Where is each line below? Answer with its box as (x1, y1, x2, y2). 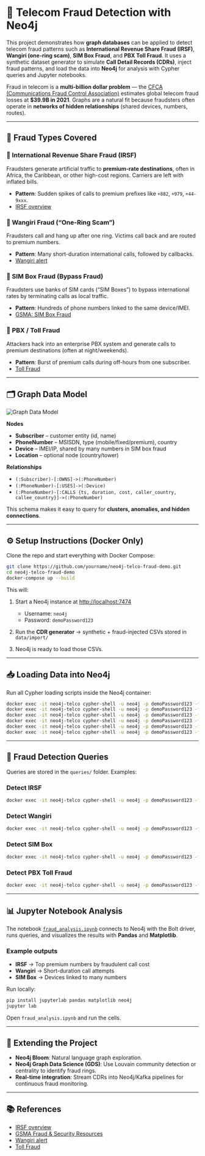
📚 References (6, 1104, 62, 1114)
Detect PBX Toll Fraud (6, 868, 73, 877)
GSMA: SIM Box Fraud (15, 311, 71, 318)
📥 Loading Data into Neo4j (6, 669, 110, 680)
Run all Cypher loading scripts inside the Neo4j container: (6, 688, 151, 696)
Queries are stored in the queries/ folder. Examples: (6, 768, 137, 775)
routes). (6, 109, 26, 116)
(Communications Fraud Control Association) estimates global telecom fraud (6, 89, 199, 97)
